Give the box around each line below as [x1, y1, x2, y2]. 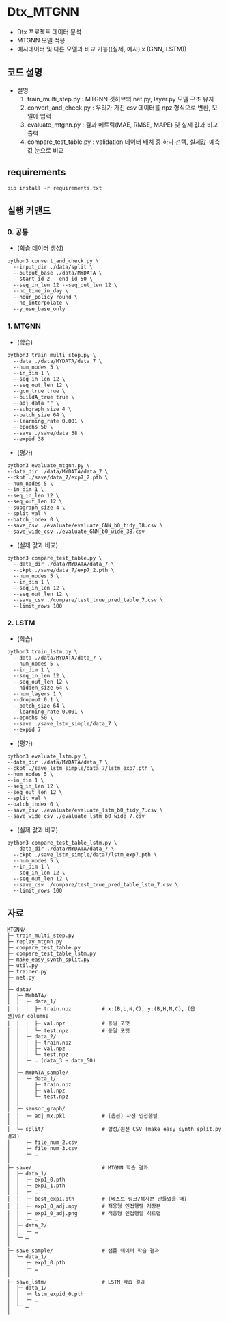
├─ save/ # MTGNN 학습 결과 [7, 1164, 149, 1171]
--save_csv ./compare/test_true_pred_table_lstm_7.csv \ [13, 881, 179, 888]
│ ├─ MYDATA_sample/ [7, 1069, 69, 1076]
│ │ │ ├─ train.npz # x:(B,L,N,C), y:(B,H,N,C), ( [7, 1005, 191, 1012]
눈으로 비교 [34, 146, 64, 154]
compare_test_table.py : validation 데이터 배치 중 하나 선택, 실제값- [27, 138, 210, 146]
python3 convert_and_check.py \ [7, 258, 99, 264]
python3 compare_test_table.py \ [7, 554, 102, 562]
